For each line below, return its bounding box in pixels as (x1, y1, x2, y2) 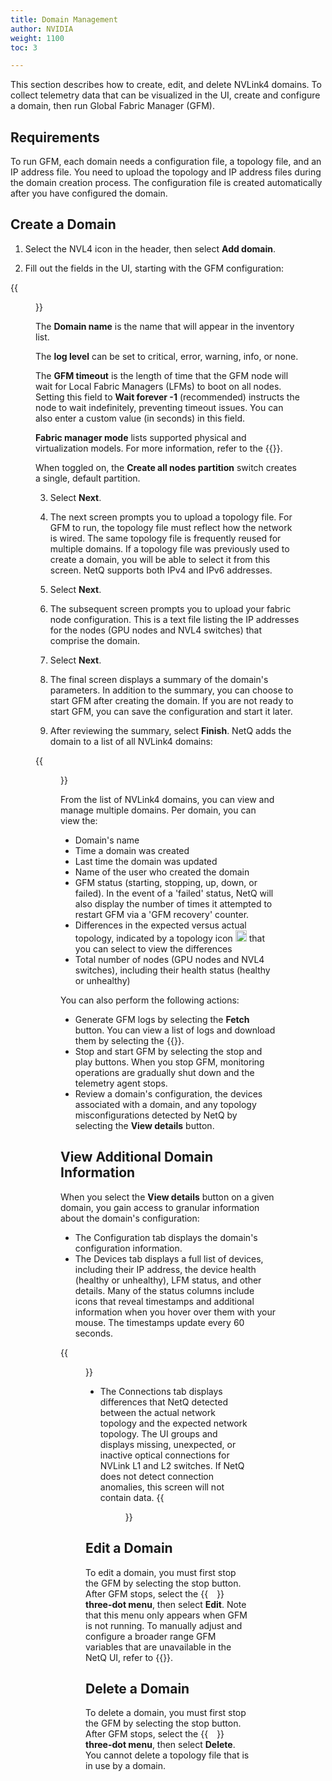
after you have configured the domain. (10, 187, 168, 200)
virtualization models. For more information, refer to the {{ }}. (35, 442, 283, 454)
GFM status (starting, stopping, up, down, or (74, 876, 258, 888)
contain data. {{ (99, 1491, 165, 1503)
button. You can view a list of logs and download (74, 1024, 276, 1036)
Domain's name (74, 834, 140, 846)
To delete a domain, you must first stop (85, 1707, 247, 1719)
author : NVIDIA (10, 24, 74, 34)
